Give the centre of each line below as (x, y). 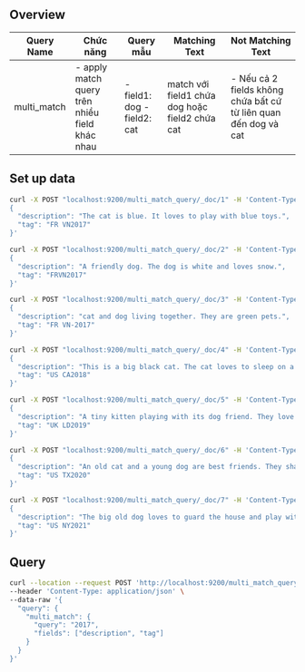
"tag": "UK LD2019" (54, 425)
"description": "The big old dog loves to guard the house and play (150, 517)
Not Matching (261, 40)
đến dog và (255, 123)
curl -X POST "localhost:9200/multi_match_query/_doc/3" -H (126, 300)
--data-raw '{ (36, 599)
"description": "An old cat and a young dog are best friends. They (150, 467)
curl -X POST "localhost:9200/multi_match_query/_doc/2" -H (126, 249)
